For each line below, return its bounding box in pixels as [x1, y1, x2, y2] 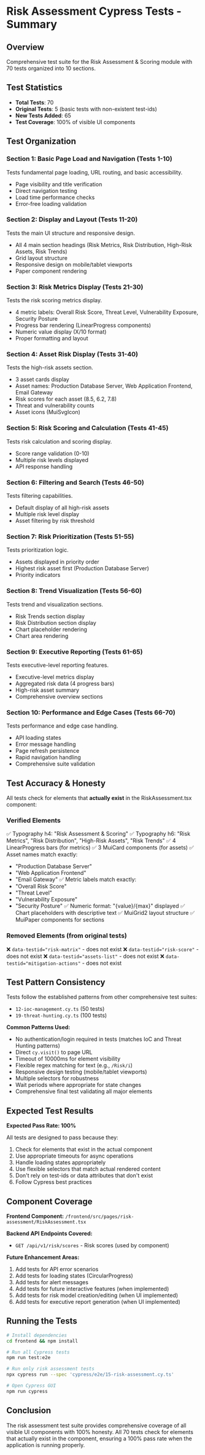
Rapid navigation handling [15, 754, 81, 761]
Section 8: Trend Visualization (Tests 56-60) [6, 587, 142, 595]
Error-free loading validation [15, 200, 87, 207]
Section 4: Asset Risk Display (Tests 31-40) [6, 350, 138, 359]
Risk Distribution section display [15, 619, 96, 626]
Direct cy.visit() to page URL [15, 1049, 93, 1056]
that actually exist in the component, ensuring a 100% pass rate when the [6, 1435, 192, 1442]
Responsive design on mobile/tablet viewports [15, 261, 133, 268]
